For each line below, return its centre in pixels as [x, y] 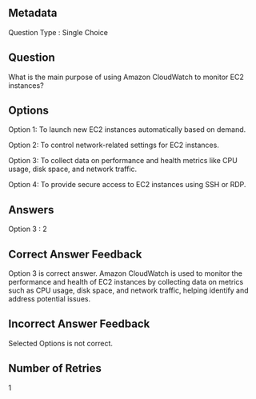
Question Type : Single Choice [58, 32]
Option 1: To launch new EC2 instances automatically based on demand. [127, 130]
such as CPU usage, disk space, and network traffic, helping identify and [129, 290]
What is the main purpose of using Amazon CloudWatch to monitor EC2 [126, 77]
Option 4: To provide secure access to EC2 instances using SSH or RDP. [127, 185]
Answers [31, 210]
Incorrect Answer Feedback [79, 324]
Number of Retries [55, 368]
